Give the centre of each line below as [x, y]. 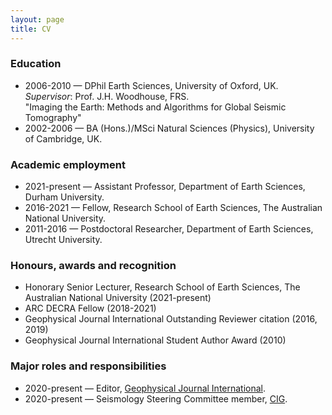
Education [36, 64]
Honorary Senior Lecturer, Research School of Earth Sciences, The [162, 287]
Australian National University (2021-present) [118, 298]
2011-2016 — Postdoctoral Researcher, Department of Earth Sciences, [169, 229]
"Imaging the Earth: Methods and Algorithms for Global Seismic [155, 107]
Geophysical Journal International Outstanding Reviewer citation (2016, [171, 319]
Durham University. [64, 197]
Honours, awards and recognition [93, 266]
